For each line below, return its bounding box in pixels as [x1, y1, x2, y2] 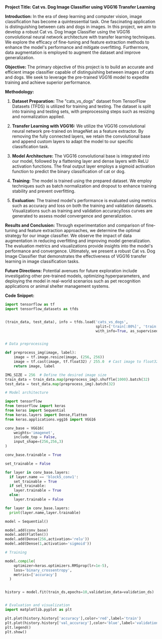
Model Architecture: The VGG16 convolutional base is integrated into [12, 153, 150, 159]
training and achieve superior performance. [5, 79, 92, 85]
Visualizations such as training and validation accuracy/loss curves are [12, 208, 153, 214]
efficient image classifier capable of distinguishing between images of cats [5, 69, 154, 75]
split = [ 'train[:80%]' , [95, 324, 141, 329]
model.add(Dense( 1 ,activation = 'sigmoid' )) [5, 541, 92, 546]
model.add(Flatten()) [5, 532, 49, 537]
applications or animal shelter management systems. [5, 283, 110, 289]
